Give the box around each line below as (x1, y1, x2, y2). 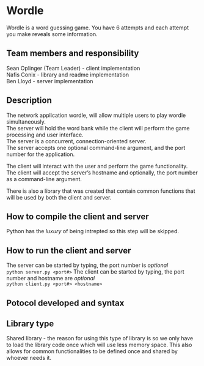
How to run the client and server (6, 245, 131, 256)
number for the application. (6, 151, 75, 158)
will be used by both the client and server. (6, 193, 112, 201)
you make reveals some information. (6, 30, 98, 37)
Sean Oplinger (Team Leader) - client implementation (6, 64, 140, 72)
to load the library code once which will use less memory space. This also (6, 341, 192, 349)
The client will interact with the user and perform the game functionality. (6, 162, 188, 170)
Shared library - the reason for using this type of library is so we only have (6, 335, 194, 342)
